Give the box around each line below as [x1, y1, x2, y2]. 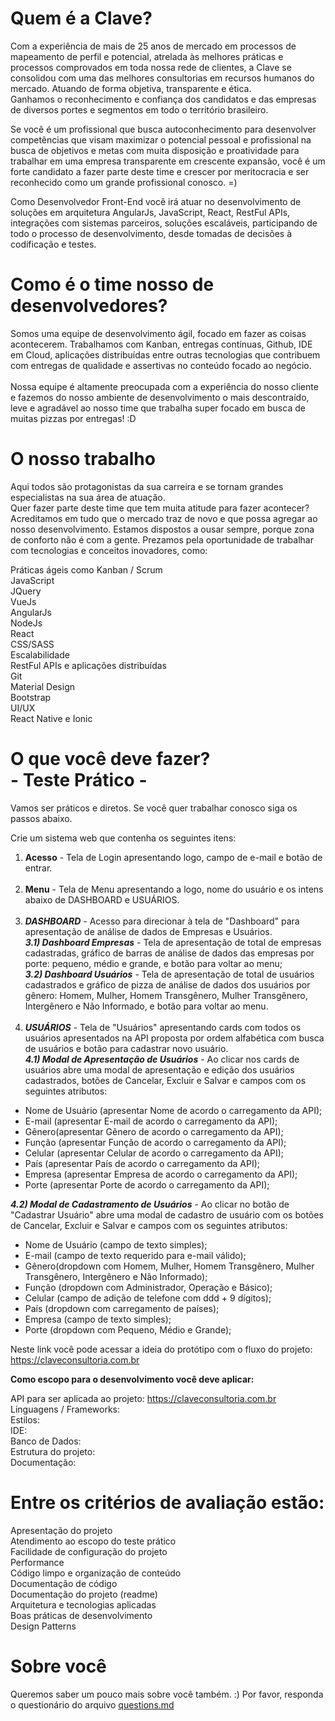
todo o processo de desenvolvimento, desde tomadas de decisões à [10, 227, 293, 239]
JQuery [10, 585, 42, 597]
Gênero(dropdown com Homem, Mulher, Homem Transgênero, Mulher [24, 1260, 315, 1272]
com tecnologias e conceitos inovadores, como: [10, 544, 208, 556]
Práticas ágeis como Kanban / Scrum [10, 563, 163, 576]
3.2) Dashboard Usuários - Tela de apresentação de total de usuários [24, 968, 315, 980]
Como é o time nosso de [10, 273, 215, 296]
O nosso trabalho [10, 448, 156, 471]
